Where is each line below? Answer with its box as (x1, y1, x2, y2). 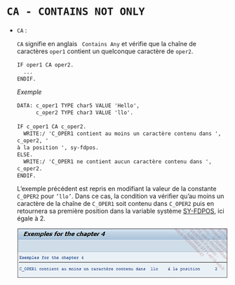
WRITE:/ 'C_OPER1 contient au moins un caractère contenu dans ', (23, 130, 222, 137)
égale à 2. (16, 214, 46, 223)
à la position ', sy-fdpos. (16, 144, 99, 151)
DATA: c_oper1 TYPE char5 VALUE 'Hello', (16, 102, 140, 109)
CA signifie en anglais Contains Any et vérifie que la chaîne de (16, 39, 197, 48)
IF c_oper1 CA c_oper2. (16, 123, 87, 130)
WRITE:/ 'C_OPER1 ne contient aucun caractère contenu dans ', (23, 158, 212, 165)
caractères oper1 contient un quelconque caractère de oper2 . (16, 47, 194, 55)
